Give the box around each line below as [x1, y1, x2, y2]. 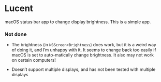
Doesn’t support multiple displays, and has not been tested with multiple [11, 67, 156, 72]
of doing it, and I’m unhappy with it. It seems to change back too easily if [11, 47, 157, 53]
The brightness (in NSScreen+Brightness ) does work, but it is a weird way [11, 42, 157, 48]
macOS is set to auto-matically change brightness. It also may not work [11, 52, 154, 58]
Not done [4, 31, 27, 38]
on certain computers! [11, 57, 56, 63]
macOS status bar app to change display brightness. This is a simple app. [4, 19, 151, 25]
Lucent [4, 3, 33, 14]
